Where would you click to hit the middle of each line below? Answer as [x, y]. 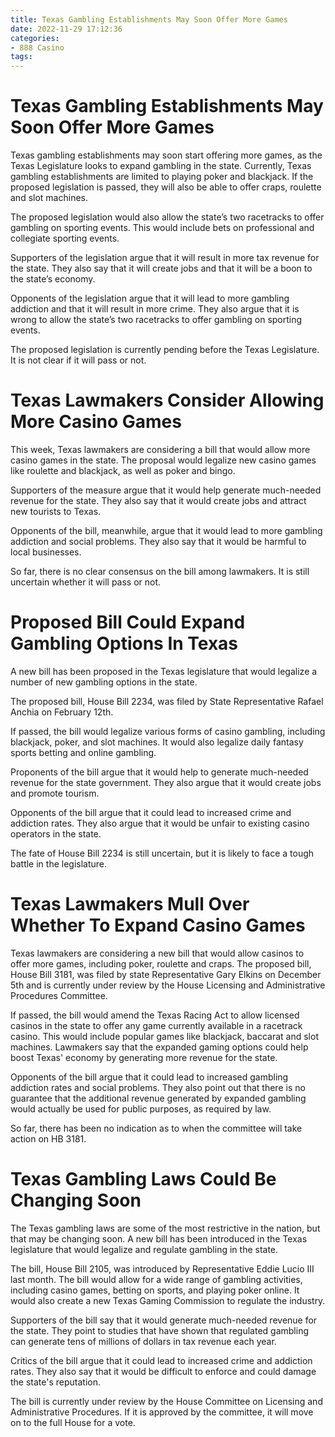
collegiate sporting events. [65, 238]
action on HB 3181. [48, 1138]
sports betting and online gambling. [83, 752]
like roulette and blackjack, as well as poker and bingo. [123, 470]
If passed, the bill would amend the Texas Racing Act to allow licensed [155, 1015]
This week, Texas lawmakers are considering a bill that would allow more [160, 449]
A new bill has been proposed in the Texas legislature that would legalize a [164, 671]
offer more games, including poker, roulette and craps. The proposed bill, [161, 963]
